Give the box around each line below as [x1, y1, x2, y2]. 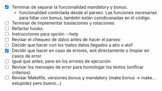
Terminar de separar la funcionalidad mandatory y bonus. [11, 4, 128, 10]
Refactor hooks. [11, 25, 44, 31]
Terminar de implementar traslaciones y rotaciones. [11, 20, 116, 26]
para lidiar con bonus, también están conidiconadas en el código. [19, 15, 151, 21]
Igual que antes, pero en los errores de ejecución [11, 58, 111, 64]
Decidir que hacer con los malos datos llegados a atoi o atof [11, 42, 133, 48]
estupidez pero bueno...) [11, 80, 62, 86]
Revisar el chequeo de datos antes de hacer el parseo [11, 37, 121, 43]
